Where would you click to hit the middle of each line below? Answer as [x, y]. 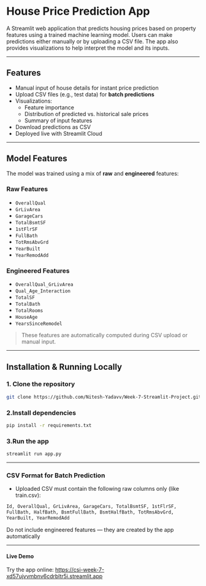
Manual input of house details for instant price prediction [87, 88]
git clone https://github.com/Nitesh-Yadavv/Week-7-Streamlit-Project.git [104, 397]
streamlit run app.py [34, 454]
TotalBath [28, 304]
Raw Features [27, 189]
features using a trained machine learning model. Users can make [90, 34]
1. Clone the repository [41, 384]
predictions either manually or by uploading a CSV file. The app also [92, 41]
